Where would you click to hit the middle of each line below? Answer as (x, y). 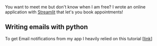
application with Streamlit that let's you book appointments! (64, 12)
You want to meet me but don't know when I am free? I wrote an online (75, 7)
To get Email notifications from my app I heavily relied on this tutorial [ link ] (79, 38)
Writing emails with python (47, 27)
